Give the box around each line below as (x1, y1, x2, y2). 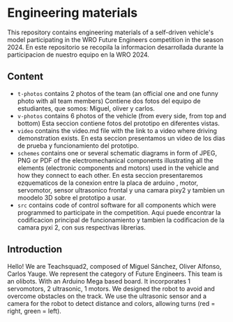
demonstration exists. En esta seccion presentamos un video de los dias (17, 134, 225, 142)
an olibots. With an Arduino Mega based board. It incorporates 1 (7, 276, 190, 285)
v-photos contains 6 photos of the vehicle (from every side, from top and (17, 111, 227, 120)
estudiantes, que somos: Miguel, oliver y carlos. (17, 104, 156, 113)
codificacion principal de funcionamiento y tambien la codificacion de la (17, 216, 225, 224)
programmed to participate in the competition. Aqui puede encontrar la (17, 208, 221, 216)
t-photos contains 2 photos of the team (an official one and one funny (17, 89, 218, 97)
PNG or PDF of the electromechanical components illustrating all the (17, 156, 214, 164)
